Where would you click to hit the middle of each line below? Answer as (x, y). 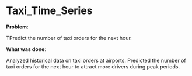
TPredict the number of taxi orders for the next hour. (69, 38)
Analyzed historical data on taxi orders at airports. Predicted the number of (96, 60)
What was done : (26, 49)
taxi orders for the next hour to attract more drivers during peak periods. (93, 66)
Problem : (17, 27)
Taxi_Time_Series (49, 11)
